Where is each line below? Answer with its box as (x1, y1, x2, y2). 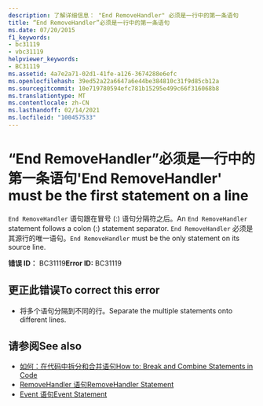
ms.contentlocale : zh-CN (8, 99, 89, 107)
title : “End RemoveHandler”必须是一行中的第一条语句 (8, 19, 170, 27)
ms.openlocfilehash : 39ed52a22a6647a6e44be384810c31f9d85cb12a (8, 77, 220, 85)
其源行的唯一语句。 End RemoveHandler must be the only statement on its (8, 233, 240, 243)
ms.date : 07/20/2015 (8, 26, 76, 34)
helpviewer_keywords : (8, 56, 79, 64)
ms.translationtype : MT (8, 92, 86, 100)
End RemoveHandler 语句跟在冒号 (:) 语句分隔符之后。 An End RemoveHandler (8, 214, 248, 223)
